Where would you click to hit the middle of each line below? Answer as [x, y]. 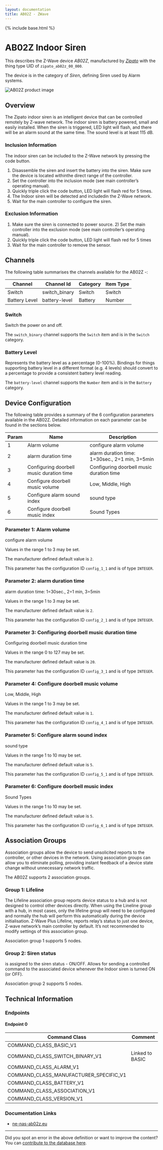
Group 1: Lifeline [24, 890]
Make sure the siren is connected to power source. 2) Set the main [79, 224]
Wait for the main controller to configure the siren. [62, 201]
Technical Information [39, 999]
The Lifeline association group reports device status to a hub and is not [76, 900]
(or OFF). [14, 974]
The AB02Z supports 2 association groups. [48, 877]
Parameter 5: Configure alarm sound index [56, 735]
